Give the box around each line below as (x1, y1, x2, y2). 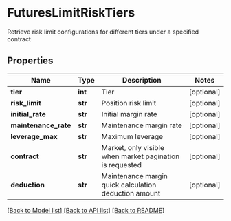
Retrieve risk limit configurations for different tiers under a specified (7, 28, 199, 36)
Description (122, 75, 162, 85)
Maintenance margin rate (101, 120, 182, 130)
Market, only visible (101, 143, 165, 152)
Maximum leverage (101, 131, 164, 141)
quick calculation (101, 180, 157, 189)
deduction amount (101, 188, 161, 198)
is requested (101, 160, 142, 169)
